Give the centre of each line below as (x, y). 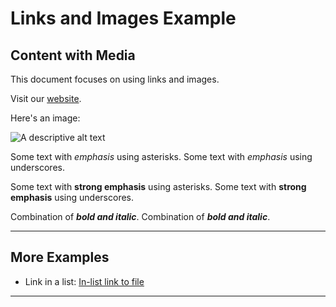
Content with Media (73, 55)
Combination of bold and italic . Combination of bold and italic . (140, 216)
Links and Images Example (123, 18)
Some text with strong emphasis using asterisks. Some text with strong (158, 186)
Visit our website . (46, 98)
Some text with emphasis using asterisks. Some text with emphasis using (161, 156)
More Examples (60, 257)
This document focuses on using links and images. (115, 79)
